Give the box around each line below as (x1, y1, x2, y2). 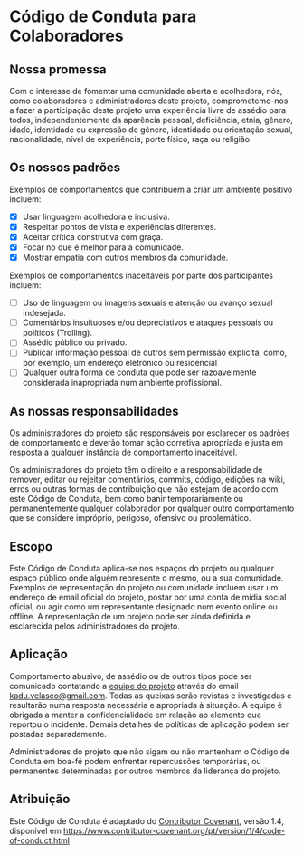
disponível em (9, 825, 62, 836)
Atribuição (9, 792, 71, 807)
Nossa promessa (9, 62, 107, 77)
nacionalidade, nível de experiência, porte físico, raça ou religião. (9, 134, 252, 144)
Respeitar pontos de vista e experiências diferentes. (22, 221, 217, 232)
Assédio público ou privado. (22, 337, 128, 348)
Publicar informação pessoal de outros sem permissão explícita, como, (22, 347, 288, 359)
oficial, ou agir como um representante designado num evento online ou (9, 601, 278, 612)
